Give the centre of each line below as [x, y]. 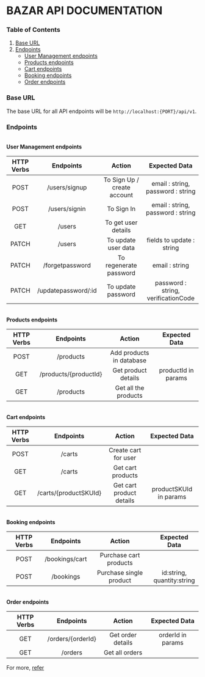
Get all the [130, 388]
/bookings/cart [66, 559]
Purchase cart [120, 555]
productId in [176, 370]
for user [125, 458]
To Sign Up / [121, 180]
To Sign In [121, 209]
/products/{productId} [71, 375]
